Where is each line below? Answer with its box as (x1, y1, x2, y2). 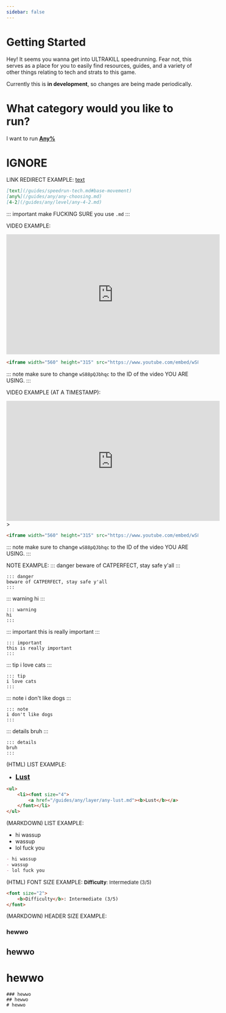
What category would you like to (6, 101, 174, 115)
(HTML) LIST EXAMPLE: (6, 761, 67, 768)
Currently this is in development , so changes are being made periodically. (6, 80, 192, 87)
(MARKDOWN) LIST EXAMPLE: (6, 820, 84, 827)
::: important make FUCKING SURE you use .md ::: (6, 210, 130, 218)
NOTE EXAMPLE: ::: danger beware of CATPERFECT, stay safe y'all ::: (6, 562, 181, 569)
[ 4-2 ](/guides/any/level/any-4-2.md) (6, 199, 102, 206)
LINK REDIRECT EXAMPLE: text (6, 176, 85, 184)
